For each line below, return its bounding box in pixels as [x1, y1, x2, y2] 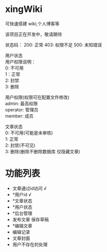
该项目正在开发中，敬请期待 [5, 31, 62, 37]
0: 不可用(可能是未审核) [5, 130, 53, 136]
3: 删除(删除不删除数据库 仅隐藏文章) [5, 148, 81, 154]
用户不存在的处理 [12, 241, 48, 248]
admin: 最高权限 [5, 100, 38, 106]
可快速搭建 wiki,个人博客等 [5, 20, 60, 26]
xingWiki [5, 3, 43, 15]
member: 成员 [5, 113, 34, 119]
